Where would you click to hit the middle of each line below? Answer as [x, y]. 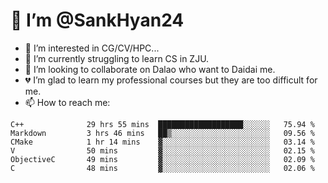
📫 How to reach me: [67, 102]
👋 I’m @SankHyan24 [97, 20]
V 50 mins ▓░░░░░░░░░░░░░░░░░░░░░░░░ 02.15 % [162, 150]
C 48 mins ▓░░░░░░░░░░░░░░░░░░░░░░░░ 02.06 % [162, 168]
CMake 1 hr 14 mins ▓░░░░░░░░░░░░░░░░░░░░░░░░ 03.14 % [162, 142]
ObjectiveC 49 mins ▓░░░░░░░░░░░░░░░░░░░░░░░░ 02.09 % [162, 159]
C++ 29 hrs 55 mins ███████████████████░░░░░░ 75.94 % [162, 124]
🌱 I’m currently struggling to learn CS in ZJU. [117, 58]
